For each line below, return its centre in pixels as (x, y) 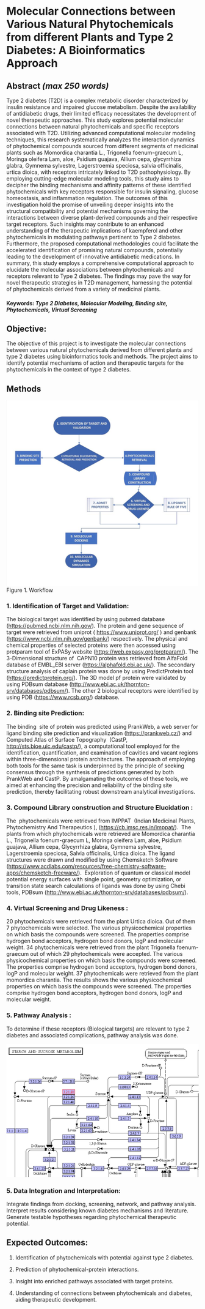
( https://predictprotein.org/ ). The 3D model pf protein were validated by (96, 678)
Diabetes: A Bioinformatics (76, 50)
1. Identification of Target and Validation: (68, 606)
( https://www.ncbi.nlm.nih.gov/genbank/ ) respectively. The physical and (97, 639)
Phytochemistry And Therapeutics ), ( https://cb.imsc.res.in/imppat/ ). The (99, 827)
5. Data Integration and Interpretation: (63, 1190)
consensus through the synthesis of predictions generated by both (90, 772)
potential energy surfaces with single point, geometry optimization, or (94, 879)
